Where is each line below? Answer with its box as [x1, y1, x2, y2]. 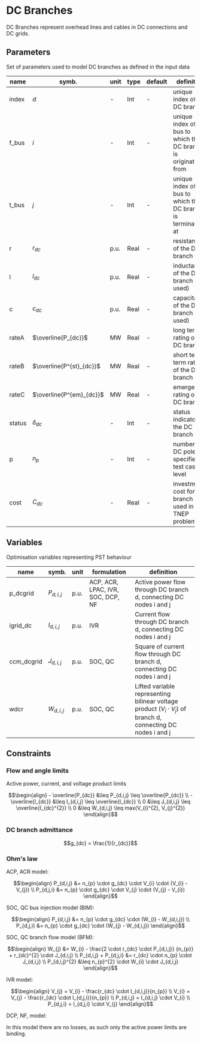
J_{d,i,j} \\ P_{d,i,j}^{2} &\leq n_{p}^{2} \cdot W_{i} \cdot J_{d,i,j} [22, 958, 179, 966]
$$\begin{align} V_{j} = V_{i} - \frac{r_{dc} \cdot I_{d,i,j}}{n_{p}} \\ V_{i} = [11, 988, 190, 995]
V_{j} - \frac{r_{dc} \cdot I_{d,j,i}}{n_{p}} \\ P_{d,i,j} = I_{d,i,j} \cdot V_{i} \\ [11, 994, 190, 1002]
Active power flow [134, 578, 186, 586]
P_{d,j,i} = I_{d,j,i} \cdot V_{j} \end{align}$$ [47, 1000, 154, 1008]
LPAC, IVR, [89, 585, 119, 594]
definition [149, 567, 178, 576]
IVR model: [6, 976, 33, 984]
